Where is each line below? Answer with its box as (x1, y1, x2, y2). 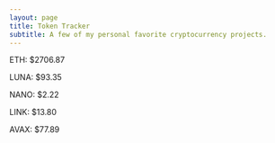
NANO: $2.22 (9, 89, 60, 100)
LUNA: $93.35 (9, 72, 63, 83)
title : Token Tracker (9, 22, 91, 31)
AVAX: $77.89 (9, 124, 60, 135)
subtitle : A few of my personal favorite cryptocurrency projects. (9, 30, 268, 39)
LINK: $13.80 (9, 107, 57, 118)
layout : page (9, 13, 58, 22)
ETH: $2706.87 (9, 55, 66, 66)
